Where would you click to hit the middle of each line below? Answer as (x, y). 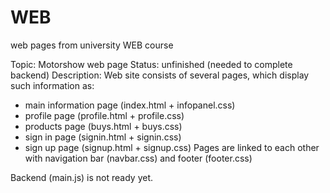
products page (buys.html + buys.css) (103, 126)
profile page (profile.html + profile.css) (104, 115)
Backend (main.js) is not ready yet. (81, 177)
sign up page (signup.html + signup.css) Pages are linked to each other (172, 147)
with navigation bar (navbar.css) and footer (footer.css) (138, 158)
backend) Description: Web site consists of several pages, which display (160, 75)
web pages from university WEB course (92, 45)
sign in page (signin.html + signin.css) (103, 137)
